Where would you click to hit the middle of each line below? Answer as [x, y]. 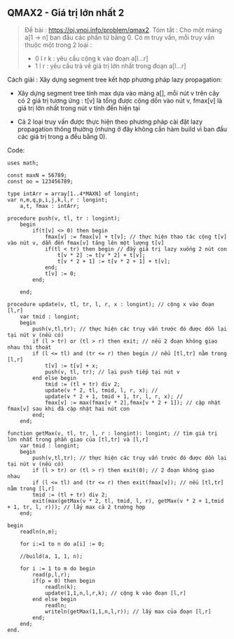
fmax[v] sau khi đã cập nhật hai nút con [69, 409]
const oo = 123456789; [40, 181]
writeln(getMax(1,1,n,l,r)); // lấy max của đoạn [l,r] [128, 612]
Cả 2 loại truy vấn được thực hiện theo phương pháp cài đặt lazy [110, 121]
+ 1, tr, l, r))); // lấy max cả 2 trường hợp [76, 507]
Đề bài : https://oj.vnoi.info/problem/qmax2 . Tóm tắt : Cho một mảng [123, 29]
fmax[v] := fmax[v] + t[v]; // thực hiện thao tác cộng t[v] [136, 237]
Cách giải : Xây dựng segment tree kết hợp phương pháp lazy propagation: [115, 79]
